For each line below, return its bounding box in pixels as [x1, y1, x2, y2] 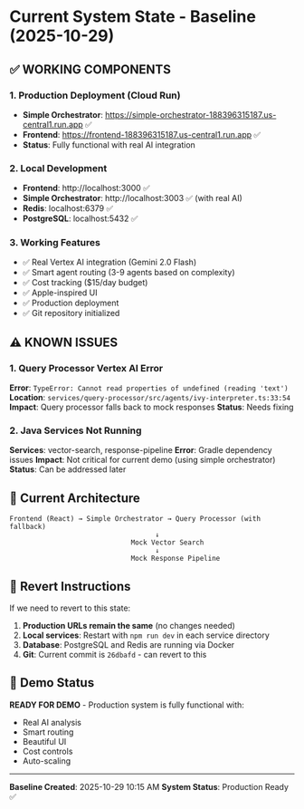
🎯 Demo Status [9, 675, 95, 690]
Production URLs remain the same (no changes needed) [22, 621, 235, 631]
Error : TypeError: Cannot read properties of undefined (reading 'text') [9, 382, 289, 393]
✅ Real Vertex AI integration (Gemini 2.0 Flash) [22, 256, 197, 268]
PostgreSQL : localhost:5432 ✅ [22, 213, 138, 224]
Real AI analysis [22, 717, 81, 727]
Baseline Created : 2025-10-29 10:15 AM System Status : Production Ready [9, 781, 290, 792]
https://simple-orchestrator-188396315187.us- [105, 109, 277, 120]
